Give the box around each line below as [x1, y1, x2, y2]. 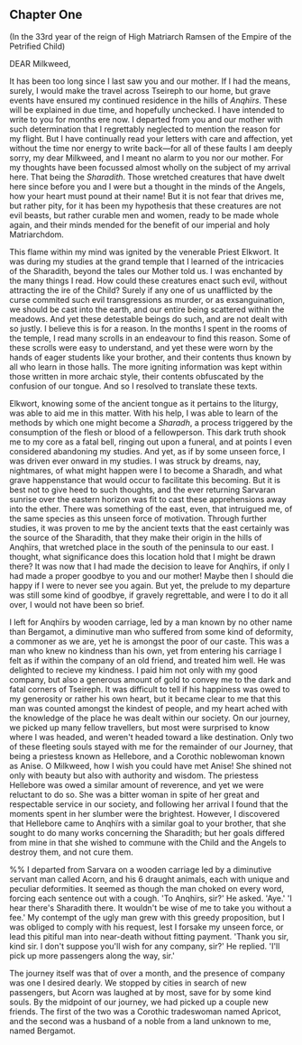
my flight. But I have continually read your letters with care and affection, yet [9, 133, 293, 143]
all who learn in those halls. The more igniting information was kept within [9, 361, 282, 372]
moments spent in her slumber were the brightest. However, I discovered [9, 808, 280, 819]
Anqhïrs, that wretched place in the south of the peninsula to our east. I [9, 541, 274, 553]
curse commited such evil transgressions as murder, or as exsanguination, [9, 294, 286, 305]
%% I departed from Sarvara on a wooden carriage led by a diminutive [9, 864, 272, 875]
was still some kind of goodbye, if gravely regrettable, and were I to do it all [9, 590, 288, 600]
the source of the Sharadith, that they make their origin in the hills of [9, 532, 262, 543]
